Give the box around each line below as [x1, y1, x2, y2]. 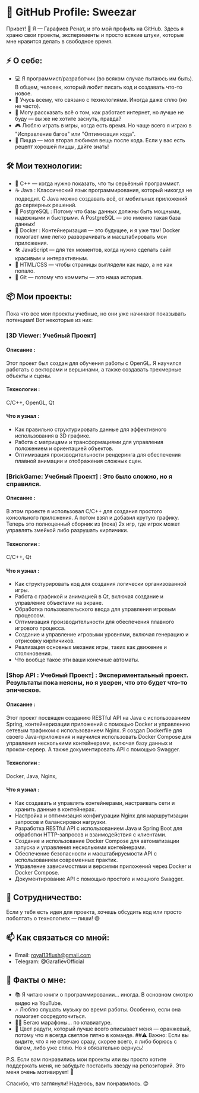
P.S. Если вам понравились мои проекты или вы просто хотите [6, 1056, 167, 1063]
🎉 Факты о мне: [6, 975, 67, 985]
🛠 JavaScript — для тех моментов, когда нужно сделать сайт [14, 246, 172, 253]
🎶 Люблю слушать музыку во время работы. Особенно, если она [14, 1006, 181, 1013]
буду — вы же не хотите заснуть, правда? [14, 115, 122, 122]
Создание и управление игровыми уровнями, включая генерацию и [14, 631, 189, 638]
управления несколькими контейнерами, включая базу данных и [6, 739, 173, 747]
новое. [14, 89, 32, 97]
